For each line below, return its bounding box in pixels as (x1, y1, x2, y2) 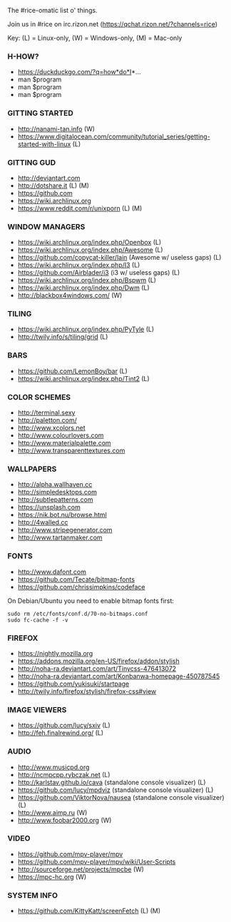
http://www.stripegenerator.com (17, 526, 113, 535)
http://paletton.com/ (17, 416, 77, 425)
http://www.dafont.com (17, 567, 87, 576)
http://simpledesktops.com (17, 488, 98, 497)
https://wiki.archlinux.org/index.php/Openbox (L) (17, 238, 162, 247)
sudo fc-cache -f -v (7, 617, 69, 624)
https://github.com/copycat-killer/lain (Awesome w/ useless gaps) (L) (17, 253, 222, 262)
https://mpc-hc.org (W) (17, 872, 87, 881)
